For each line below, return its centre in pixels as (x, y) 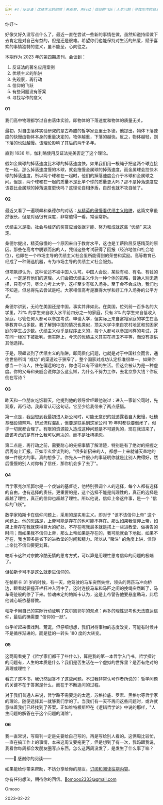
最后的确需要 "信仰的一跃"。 (41, 617)
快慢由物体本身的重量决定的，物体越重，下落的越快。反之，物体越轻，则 (86, 137)
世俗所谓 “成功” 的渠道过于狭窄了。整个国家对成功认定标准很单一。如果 (80, 360)
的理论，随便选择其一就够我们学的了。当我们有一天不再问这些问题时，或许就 (81, 701)
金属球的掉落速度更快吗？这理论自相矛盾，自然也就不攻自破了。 (81, 188)
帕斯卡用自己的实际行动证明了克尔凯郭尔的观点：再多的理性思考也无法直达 (79, 611)
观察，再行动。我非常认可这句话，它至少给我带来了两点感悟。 (67, 407)
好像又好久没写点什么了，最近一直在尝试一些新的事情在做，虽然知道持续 (77, 34)
